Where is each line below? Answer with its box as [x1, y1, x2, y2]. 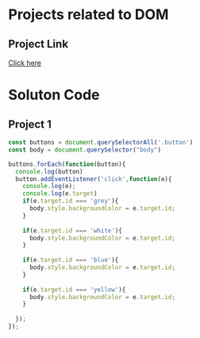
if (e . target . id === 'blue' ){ [22, 256, 119, 264]
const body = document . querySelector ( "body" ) [8, 145, 161, 154]
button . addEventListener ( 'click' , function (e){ [15, 175, 172, 183]
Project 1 [8, 117, 52, 131]
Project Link [8, 37, 69, 51]
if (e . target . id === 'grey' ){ [22, 197, 119, 205]
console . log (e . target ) [22, 190, 98, 198]
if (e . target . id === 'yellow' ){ [22, 286, 126, 294]
